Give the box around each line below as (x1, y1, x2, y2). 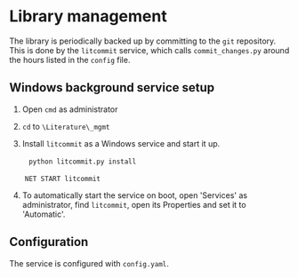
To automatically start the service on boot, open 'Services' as (21, 189, 247, 201)
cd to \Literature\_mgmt (21, 121, 110, 131)
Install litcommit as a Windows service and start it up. (21, 138, 221, 148)
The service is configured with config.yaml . (9, 258, 169, 268)
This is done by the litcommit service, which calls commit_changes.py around (9, 44, 290, 55)
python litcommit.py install (28, 157, 137, 166)
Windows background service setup (9, 80, 215, 95)
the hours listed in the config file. (9, 54, 131, 65)
